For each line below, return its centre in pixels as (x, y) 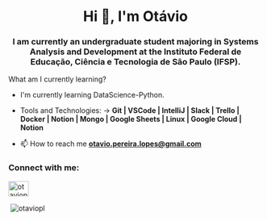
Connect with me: (44, 168)
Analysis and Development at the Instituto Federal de (136, 52)
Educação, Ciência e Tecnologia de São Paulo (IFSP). (136, 62)
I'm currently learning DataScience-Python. (92, 95)
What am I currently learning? (58, 79)
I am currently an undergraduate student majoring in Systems (136, 42)
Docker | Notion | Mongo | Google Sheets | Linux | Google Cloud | (131, 119)
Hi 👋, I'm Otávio (136, 17)
